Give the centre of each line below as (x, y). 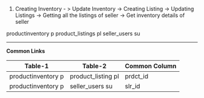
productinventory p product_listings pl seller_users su (73, 33)
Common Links (26, 51)
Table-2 (94, 66)
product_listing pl (94, 76)
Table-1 (36, 66)
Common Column (151, 66)
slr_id (133, 86)
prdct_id (137, 76)
